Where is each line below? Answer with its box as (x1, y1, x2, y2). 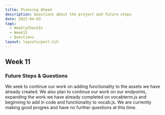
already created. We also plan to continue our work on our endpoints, (5, 89, 147, 95)
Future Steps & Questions (5, 73, 68, 79)
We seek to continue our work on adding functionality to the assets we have (5, 83, 160, 89)
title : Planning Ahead (5, 7, 52, 12)
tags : (5, 21, 16, 26)
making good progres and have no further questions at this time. (5, 105, 137, 111)
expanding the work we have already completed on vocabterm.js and (5, 94, 147, 100)
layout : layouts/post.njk (5, 39, 58, 44)
